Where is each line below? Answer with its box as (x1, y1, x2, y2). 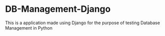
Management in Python (5, 25, 53, 31)
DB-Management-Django (5, 3, 111, 15)
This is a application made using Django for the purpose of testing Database (5, 20, 161, 26)
